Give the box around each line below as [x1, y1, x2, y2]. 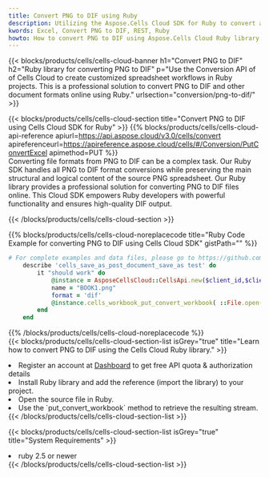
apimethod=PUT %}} [49, 148, 118, 158]
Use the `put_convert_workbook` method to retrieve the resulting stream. [18, 403, 259, 413]
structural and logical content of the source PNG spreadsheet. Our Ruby [8, 174, 247, 183]
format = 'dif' [50, 291, 102, 299]
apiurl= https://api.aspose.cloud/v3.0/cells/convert [54, 131, 222, 141]
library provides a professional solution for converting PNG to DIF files [8, 182, 239, 192]
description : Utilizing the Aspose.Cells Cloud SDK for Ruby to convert [8, 19, 256, 27]
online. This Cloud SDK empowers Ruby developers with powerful [8, 190, 226, 200]
